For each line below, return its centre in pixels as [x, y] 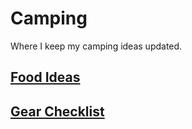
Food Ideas [45, 77]
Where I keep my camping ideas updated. [96, 46]
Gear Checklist [57, 111]
